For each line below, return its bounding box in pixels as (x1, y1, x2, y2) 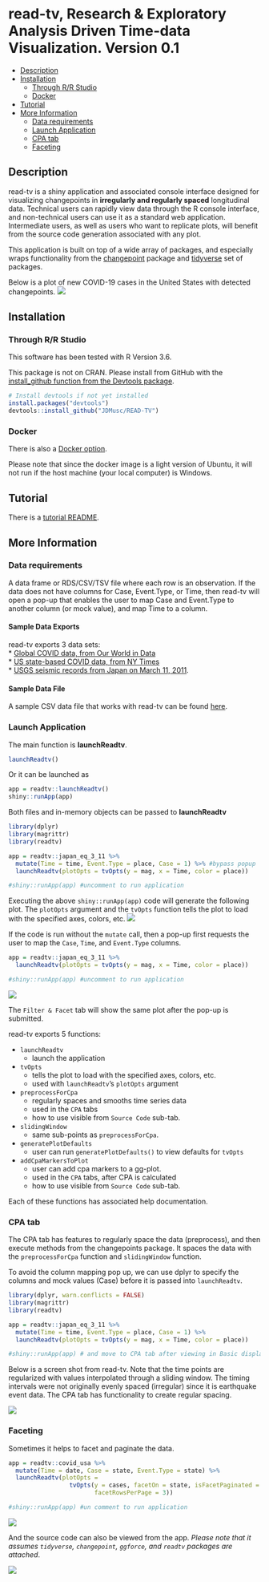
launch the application (31, 1053, 106, 1062)
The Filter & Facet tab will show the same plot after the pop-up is (8, 1005, 229, 1014)
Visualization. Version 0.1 (8, 39, 180, 57)
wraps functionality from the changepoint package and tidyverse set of (8, 253, 243, 263)
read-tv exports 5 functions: (8, 1029, 102, 1038)
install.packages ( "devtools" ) (8, 399, 110, 407)
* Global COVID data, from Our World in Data (8, 649, 156, 658)
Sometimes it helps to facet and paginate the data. (8, 1443, 175, 1453)
